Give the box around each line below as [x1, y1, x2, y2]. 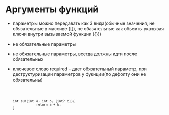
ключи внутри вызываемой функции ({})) [12, 31, 102, 37]
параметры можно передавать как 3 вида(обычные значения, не [12, 20, 155, 26]
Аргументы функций [5, 4, 99, 15]
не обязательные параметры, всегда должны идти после [12, 51, 137, 57]
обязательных [12, 56, 44, 62]
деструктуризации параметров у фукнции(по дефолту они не [12, 71, 146, 77]
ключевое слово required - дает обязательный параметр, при [12, 66, 147, 72]
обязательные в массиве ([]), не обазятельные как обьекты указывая [12, 25, 164, 31]
